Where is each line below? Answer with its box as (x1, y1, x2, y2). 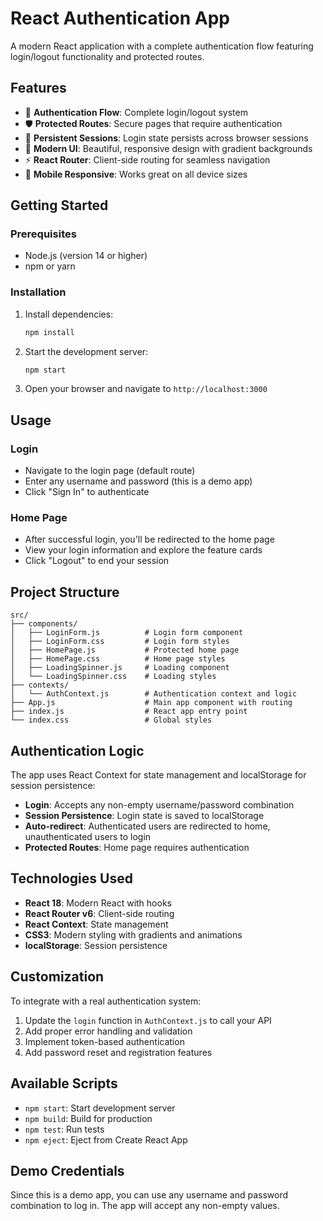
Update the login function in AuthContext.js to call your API (24, 1014, 272, 1026)
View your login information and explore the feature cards (24, 544, 263, 556)
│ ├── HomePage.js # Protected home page (10, 645, 240, 656)
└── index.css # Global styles (10, 715, 213, 726)
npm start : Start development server (24, 1102, 176, 1114)
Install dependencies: (24, 308, 114, 320)
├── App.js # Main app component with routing (10, 698, 293, 708)
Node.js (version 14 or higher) (24, 250, 148, 262)
